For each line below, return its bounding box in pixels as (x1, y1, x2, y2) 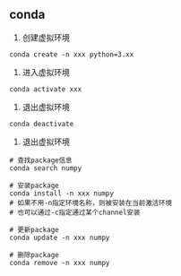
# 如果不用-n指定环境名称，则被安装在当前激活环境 (9, 198, 173, 207)
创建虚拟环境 (22, 31, 70, 43)
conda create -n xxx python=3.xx (9, 49, 134, 59)
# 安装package (9, 181, 60, 190)
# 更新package (9, 225, 60, 234)
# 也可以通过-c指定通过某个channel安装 (9, 208, 141, 217)
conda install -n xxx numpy (9, 188, 115, 198)
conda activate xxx (9, 84, 82, 93)
